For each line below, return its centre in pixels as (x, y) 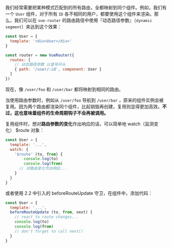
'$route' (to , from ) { (39, 154)
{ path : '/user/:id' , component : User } (58, 70)
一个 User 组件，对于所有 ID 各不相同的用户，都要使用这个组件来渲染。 (80, 14)
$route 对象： (30, 130)
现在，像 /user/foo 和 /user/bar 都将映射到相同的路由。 (64, 89)
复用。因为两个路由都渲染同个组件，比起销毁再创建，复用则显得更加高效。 (84, 106)
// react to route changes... (47, 217)
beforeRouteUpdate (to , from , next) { (51, 212)
